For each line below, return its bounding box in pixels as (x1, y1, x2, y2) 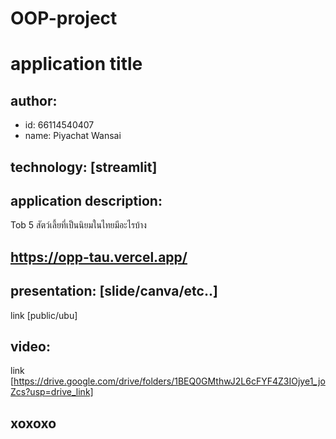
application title (10, 53, 143, 76)
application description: (10, 192, 163, 209)
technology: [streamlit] (10, 158, 158, 176)
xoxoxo (10, 415, 57, 432)
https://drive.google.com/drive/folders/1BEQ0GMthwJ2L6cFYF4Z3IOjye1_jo (13, 375, 326, 387)
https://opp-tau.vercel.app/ (10, 248, 188, 266)
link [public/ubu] (10, 309, 78, 321)
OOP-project (10, 7, 118, 30)
